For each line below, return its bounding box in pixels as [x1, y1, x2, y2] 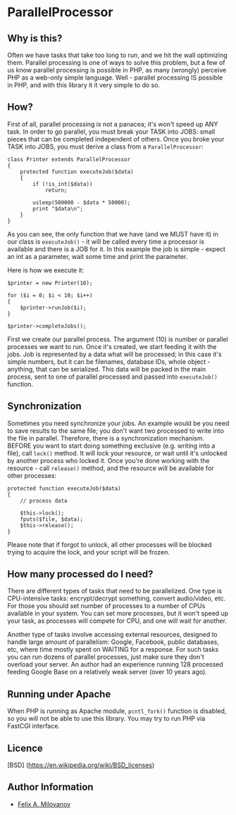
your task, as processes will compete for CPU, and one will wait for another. [7, 617, 228, 625]
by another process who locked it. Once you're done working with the [7, 456, 210, 465]
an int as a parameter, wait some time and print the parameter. [7, 252, 188, 260]
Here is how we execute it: [7, 265, 85, 274]
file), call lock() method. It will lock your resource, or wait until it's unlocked [7, 448, 228, 457]
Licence [7, 742, 44, 754]
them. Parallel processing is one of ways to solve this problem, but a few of [7, 58, 225, 67]
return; [44, 187, 68, 194]
